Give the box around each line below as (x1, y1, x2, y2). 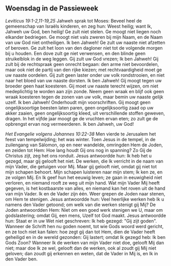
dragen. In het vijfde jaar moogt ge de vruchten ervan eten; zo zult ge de (5, 115, 158, 122)
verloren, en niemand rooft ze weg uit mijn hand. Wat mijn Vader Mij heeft (5, 180, 160, 186)
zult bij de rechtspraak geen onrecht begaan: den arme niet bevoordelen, (5, 61, 159, 67)
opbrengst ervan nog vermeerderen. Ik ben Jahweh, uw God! (5, 121, 134, 127)
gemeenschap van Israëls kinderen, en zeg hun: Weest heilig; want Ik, (5, 23, 152, 29)
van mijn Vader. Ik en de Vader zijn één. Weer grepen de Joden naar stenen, (5, 190, 165, 196)
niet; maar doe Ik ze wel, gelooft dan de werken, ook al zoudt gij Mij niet (5, 245, 157, 251)
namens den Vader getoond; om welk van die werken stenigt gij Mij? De (5, 202, 156, 208)
